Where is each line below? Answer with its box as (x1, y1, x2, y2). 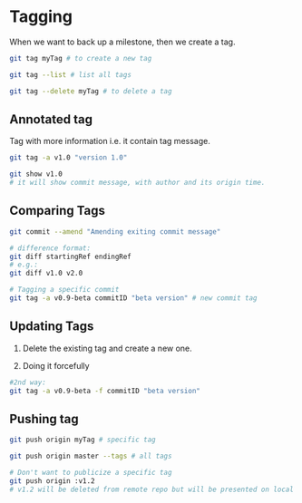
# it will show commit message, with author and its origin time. (9, 179, 266, 188)
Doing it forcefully (22, 360, 90, 371)
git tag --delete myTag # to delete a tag (9, 86, 172, 96)
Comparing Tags (9, 203, 106, 218)
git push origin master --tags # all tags (9, 451, 172, 461)
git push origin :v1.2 (9, 476, 95, 486)
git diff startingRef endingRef (9, 252, 132, 261)
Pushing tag (9, 411, 79, 427)
